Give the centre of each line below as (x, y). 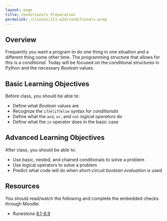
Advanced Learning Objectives (55, 137)
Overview (21, 40)
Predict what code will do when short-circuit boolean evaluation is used (87, 170)
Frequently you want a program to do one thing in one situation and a (77, 52)
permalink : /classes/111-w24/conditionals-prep (56, 19)
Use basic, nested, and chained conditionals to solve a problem (78, 159)
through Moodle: (22, 204)
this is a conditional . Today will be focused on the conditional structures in (82, 63)
